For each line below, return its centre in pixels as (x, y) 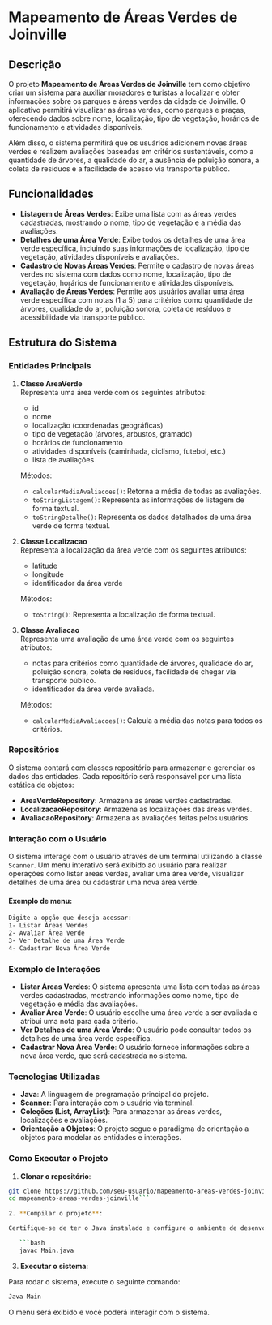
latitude (45, 566)
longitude (48, 574)
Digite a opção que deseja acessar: (70, 918)
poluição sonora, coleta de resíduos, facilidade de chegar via (134, 671)
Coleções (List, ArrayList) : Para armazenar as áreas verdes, (121, 1112)
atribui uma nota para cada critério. (79, 1021)
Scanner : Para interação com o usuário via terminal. (107, 1103)
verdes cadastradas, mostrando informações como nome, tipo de (129, 995)
